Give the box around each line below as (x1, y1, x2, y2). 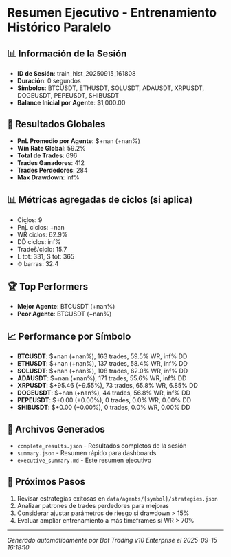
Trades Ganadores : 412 (16, 158, 85, 166)
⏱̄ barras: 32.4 (16, 259, 59, 267)
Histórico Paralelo (7, 19, 111, 35)
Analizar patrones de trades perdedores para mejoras (16, 501, 170, 510)
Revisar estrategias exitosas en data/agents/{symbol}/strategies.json (16, 494, 218, 503)
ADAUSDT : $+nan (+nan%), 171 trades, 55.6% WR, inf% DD (16, 374, 187, 382)
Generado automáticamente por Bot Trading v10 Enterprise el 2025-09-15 (7, 536, 218, 544)
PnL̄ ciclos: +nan (16, 223, 65, 231)
